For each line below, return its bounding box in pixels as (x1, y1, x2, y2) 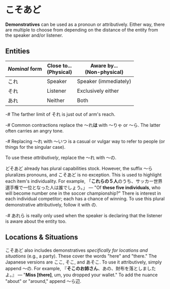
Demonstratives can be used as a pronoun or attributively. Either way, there (5, 21, 165, 28)
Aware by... (90, 62, 118, 69)
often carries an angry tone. (5, 127, 64, 134)
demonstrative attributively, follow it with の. (5, 201, 98, 207)
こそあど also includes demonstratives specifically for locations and (5, 247, 148, 253)
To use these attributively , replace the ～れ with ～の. (5, 154, 117, 161)
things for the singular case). (5, 144, 66, 150)
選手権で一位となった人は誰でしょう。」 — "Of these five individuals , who (5, 184, 161, 191)
